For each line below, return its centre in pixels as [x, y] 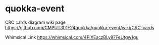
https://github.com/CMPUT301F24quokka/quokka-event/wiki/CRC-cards [80, 27]
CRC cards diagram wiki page [35, 22]
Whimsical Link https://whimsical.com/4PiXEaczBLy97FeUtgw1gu [72, 37]
